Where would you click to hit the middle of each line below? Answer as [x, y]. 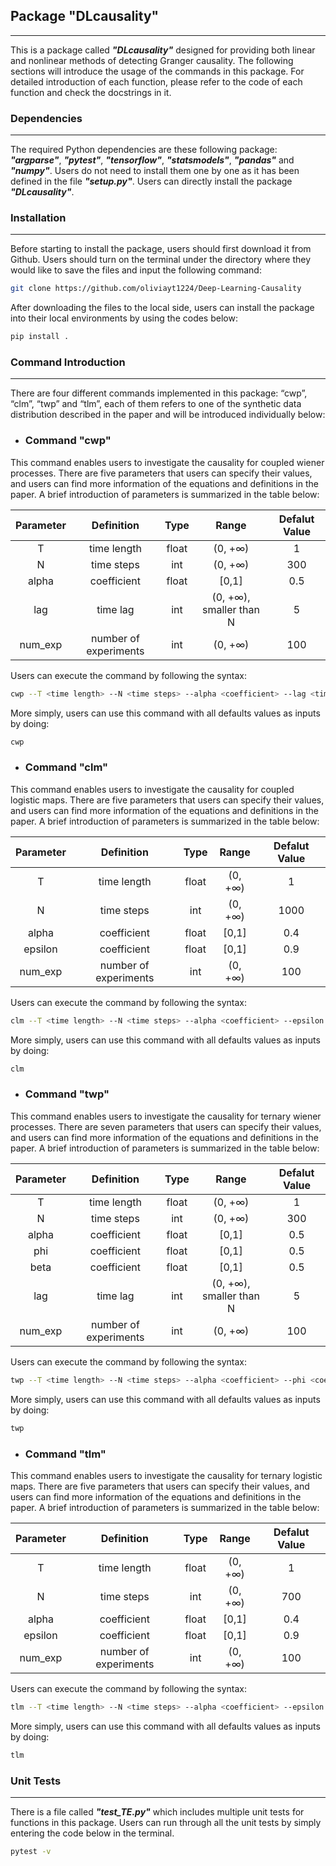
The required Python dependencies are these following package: [144, 150]
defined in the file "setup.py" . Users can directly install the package [151, 181]
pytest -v [31, 1851]
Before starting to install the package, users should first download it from [161, 249]
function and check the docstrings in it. [91, 92]
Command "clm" [66, 767]
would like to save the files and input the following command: [136, 270]
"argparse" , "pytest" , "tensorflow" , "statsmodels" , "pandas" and [152, 160]
